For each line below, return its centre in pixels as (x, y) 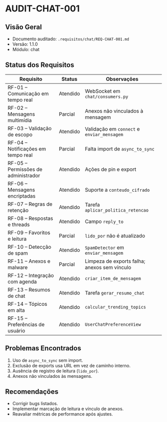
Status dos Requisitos (40, 65)
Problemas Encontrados (43, 348)
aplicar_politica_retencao (117, 210)
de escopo (20, 135)
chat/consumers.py (106, 97)
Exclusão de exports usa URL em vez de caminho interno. (71, 365)
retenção (18, 210)
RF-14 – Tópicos (27, 304)
